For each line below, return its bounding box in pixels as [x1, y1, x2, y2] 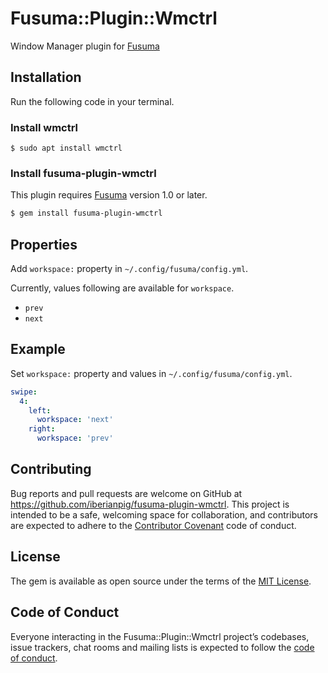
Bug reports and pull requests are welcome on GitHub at [10, 487, 243, 499]
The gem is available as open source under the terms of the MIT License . [10, 575, 312, 587]
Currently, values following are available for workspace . [10, 282, 235, 294]
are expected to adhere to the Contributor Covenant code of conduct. [10, 519, 297, 531]
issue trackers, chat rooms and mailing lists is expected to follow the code [10, 641, 315, 653]
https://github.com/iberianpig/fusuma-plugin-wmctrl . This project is [10, 498, 290, 510]
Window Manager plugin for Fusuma [10, 40, 160, 52]
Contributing [10, 461, 92, 478]
